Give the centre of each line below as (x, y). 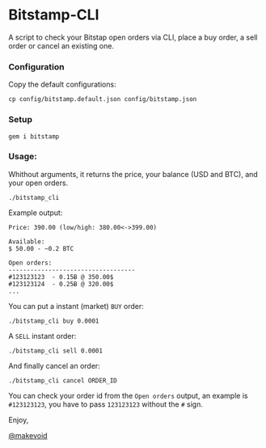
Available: (27, 241)
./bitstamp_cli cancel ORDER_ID (63, 380)
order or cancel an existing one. (61, 45)
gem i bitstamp (34, 136)
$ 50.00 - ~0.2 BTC (41, 248)
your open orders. (38, 183)
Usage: (23, 157)
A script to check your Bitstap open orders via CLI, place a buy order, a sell (133, 37)
